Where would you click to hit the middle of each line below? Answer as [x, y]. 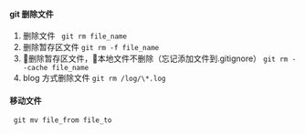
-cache [35, 68]
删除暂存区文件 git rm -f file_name [91, 47]
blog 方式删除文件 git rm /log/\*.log [94, 78]
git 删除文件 [32, 14]
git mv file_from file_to [63, 120]
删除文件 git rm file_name [75, 36]
